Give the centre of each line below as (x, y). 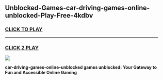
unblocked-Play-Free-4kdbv (49, 16)
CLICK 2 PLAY (22, 48)
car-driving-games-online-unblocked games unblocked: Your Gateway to (81, 67)
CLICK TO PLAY (24, 30)
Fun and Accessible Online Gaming (41, 72)
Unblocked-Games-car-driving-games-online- (77, 8)
